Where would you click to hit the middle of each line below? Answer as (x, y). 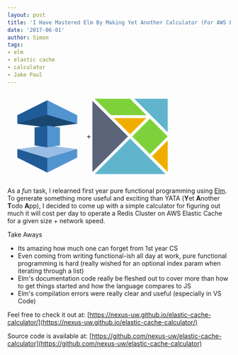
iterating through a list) (51, 271)
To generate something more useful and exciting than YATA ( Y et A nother (114, 198)
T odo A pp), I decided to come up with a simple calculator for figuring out (114, 205)
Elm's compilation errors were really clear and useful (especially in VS (119, 293)
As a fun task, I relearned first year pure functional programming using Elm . (117, 191)
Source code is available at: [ (50, 336)
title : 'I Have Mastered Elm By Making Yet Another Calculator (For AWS (117, 22)
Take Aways (25, 235)
